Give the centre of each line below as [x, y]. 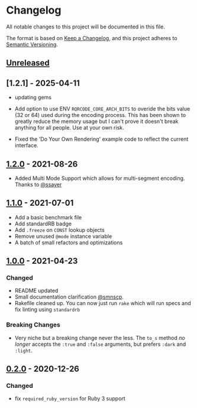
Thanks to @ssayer [38, 184]
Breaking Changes [33, 325]
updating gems [33, 98]
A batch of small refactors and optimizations [69, 242]
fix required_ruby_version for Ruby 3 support [70, 399]
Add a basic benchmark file [48, 217]
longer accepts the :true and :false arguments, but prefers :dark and [100, 344]
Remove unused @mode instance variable [63, 236]
